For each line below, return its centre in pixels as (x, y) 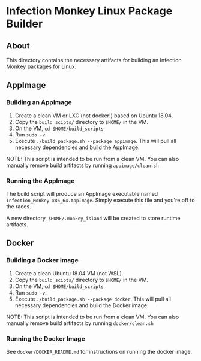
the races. (19, 206)
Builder (25, 24)
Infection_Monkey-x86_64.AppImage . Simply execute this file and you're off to (100, 200)
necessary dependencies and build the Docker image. (82, 305)
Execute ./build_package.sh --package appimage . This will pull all (96, 141)
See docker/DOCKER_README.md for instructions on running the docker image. (99, 351)
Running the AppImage (40, 181)
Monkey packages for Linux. (41, 66)
